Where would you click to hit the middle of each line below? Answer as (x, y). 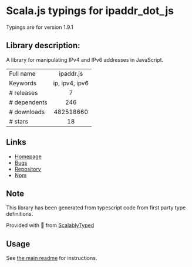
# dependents (28, 102)
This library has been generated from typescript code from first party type (96, 208)
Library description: (43, 46)
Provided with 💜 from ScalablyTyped (50, 225)
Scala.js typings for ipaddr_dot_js (90, 11)
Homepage (28, 156)
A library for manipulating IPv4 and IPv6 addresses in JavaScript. (85, 59)
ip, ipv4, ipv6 (71, 83)
